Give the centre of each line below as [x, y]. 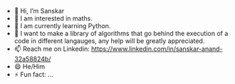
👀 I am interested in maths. [53, 18]
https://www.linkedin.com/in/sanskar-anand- [157, 49]
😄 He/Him [29, 66]
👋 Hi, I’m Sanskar [39, 11]
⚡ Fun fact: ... [33, 74]
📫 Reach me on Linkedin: [52, 49]
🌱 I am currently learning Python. [62, 26]
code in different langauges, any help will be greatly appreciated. [109, 41]
